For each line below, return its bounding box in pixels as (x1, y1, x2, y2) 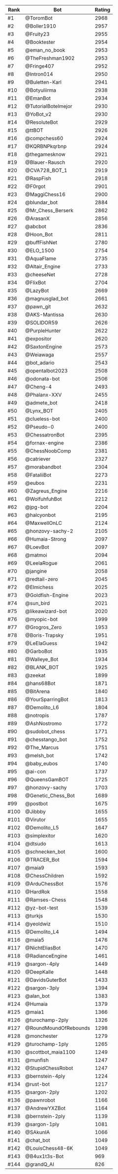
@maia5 (25, 937, 44, 943)
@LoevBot (25, 544, 49, 550)
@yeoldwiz (25, 920, 51, 927)
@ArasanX (25, 215, 50, 221)
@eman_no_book (25, 47, 65, 53)
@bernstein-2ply (25, 1113, 65, 1119)
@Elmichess (25, 584, 54, 590)
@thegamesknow (25, 151, 65, 157)
